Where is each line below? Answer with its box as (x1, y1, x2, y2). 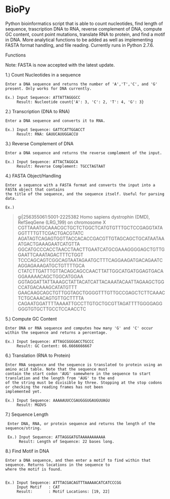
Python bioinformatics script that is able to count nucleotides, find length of (5, 20, 163, 27)
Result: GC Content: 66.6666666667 (16, 343, 92, 349)
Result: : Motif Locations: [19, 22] (16, 489, 110, 494)
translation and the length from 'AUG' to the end (5, 376, 115, 381)
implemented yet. (5, 389, 42, 394)
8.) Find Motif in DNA (5, 448, 49, 454)
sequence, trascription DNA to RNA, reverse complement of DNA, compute (5, 25, 162, 32)
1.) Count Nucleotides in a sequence (5, 71, 81, 77)
